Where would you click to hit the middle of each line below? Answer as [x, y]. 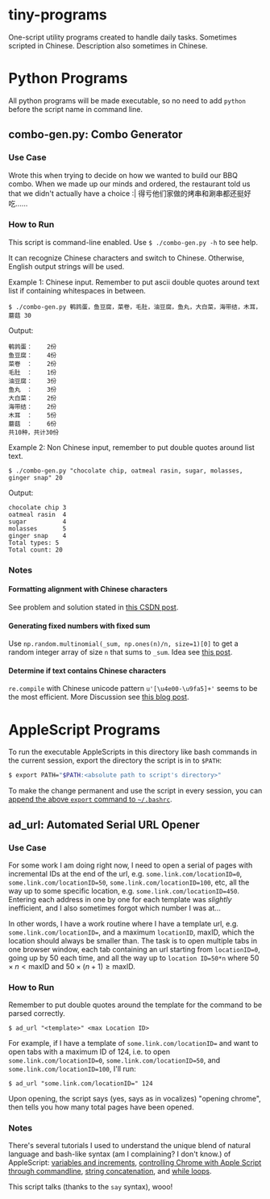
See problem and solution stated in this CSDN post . [93, 607]
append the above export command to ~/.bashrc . [90, 799]
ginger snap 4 [37, 535]
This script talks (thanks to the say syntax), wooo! [91, 1187]
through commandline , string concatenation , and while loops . [110, 1172]
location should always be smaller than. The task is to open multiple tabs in [133, 940]
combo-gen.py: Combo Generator [96, 135]
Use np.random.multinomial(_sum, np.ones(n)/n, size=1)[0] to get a [124, 643]
